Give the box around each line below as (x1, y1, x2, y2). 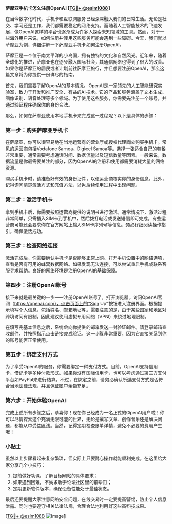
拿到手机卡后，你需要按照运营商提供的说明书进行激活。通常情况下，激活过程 (5, 208, 167, 215)
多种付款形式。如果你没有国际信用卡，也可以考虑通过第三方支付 (32, 370, 167, 376)
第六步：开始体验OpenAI (5, 397, 67, 404)
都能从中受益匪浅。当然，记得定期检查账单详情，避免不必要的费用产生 (14, 422, 162, 428)
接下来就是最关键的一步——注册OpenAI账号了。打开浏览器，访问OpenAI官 (5, 294, 163, 300)
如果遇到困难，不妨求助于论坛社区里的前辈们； (12, 479, 112, 486)
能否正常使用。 (18, 337, 50, 343)
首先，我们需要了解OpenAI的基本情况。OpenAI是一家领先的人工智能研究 (5, 82, 158, 89)
